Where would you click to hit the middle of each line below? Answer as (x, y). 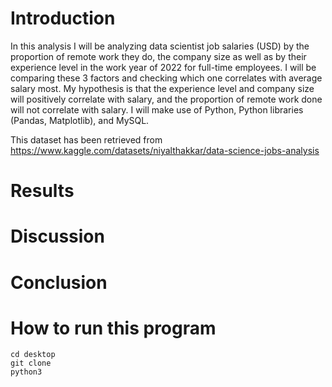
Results (42, 191)
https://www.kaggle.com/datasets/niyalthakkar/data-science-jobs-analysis (165, 150)
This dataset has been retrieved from (86, 139)
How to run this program (113, 328)
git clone (31, 363)
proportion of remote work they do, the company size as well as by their (158, 56)
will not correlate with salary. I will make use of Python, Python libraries (157, 109)
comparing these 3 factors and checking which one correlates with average (166, 78)
